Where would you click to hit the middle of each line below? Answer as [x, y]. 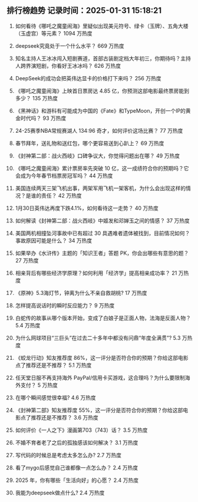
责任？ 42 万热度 [61, 195]
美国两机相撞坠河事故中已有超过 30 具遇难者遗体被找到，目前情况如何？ [103, 233]
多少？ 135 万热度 [37, 98]
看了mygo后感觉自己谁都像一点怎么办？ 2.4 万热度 [76, 467]
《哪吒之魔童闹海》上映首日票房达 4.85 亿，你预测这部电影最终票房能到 [102, 91]
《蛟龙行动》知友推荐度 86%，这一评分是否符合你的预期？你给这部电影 [102, 357]
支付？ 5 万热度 [39, 385]
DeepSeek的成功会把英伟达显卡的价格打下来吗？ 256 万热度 [88, 78]
